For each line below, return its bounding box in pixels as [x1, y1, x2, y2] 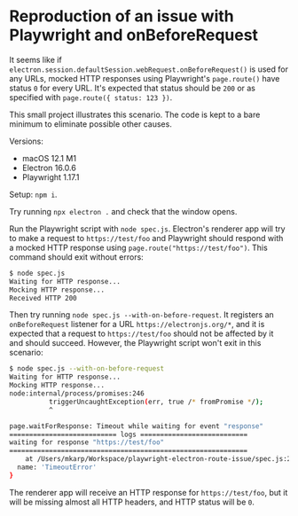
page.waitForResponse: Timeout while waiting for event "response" [9, 421, 264, 431]
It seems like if [9, 54, 62, 65]
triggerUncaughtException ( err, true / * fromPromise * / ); [48, 397, 264, 406]
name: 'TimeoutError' [17, 463, 98, 472]
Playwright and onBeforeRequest [9, 25, 259, 45]
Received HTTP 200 [9, 293, 77, 302]
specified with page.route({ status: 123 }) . [9, 91, 173, 103]
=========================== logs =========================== [9, 430, 248, 439]
